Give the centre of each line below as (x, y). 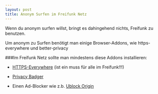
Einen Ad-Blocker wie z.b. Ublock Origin (53, 86)
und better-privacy (49, 48)
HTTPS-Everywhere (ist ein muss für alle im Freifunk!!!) (68, 67)
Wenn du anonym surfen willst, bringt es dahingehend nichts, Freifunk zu (79, 28)
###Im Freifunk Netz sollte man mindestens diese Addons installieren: (76, 57)
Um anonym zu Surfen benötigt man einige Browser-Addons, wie (71, 43)
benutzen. (15, 33)
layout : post (18, 10)
